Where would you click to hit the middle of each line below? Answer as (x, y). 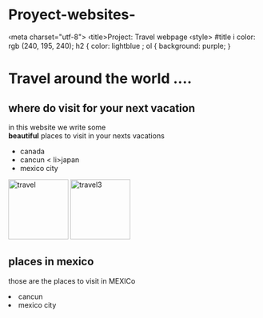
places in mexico (51, 262)
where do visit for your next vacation (102, 108)
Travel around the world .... (100, 79)
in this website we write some (57, 127)
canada (32, 151)
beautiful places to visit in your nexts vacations (87, 135)
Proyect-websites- (72, 15)
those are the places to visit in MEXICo (72, 280)
